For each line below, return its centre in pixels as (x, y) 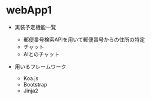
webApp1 (29, 10)
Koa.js (31, 78)
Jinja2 (31, 91)
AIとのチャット (41, 54)
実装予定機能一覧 (35, 27)
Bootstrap (35, 84)
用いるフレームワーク (40, 66)
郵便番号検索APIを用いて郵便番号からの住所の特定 (84, 39)
